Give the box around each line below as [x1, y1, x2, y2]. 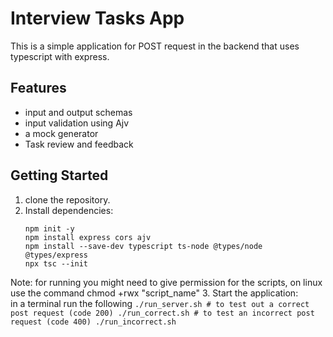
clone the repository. [24, 193, 111, 206]
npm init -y [24, 223, 75, 234]
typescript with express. [10, 50, 110, 62]
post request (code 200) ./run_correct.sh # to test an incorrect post [10, 308, 315, 318]
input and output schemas [24, 106, 133, 118]
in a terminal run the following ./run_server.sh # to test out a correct [10, 297, 310, 309]
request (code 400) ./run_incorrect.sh [10, 317, 177, 327]
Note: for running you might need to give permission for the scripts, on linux [10, 276, 323, 288]
